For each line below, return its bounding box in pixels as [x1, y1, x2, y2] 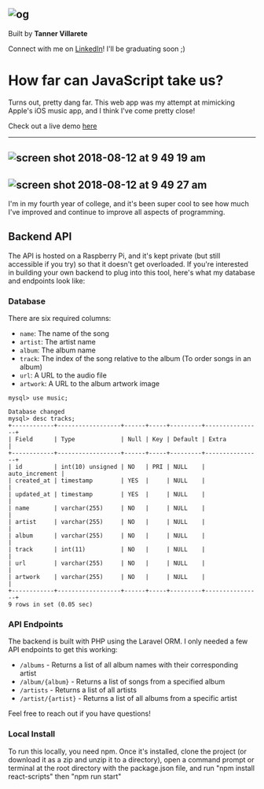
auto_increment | [8, 470, 65, 478]
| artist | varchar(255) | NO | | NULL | [8, 518, 206, 526]
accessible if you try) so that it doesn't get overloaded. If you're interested [8, 259, 249, 268]
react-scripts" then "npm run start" [8, 772, 122, 781]
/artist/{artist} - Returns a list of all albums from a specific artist [19, 694, 237, 703]
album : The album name [19, 345, 96, 355]
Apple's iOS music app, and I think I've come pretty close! [8, 105, 196, 115]
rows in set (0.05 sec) [15, 601, 93, 609]
